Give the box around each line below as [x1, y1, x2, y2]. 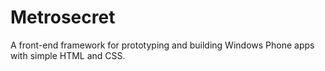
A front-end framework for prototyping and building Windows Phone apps [10, 39, 315, 51]
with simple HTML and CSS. [10, 49, 126, 61]
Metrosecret [10, 6, 116, 29]
